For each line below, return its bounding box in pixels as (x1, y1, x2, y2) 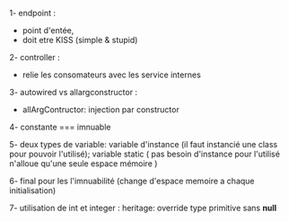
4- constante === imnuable (9, 121, 111, 132)
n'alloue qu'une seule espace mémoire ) (9, 158, 158, 169)
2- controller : (9, 52, 60, 62)
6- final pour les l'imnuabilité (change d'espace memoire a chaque (9, 175, 255, 186)
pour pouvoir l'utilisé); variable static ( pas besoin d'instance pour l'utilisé (9, 148, 281, 159)
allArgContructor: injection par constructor (22, 104, 180, 115)
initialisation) (9, 185, 57, 196)
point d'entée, (22, 25, 74, 35)
